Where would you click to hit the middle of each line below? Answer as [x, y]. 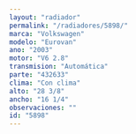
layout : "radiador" [45, 17]
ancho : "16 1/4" [39, 99]
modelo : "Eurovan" [43, 42]
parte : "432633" [39, 75]
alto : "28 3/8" [37, 91]
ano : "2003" [31, 50]
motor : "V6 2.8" [39, 58]
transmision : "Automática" [59, 67]
